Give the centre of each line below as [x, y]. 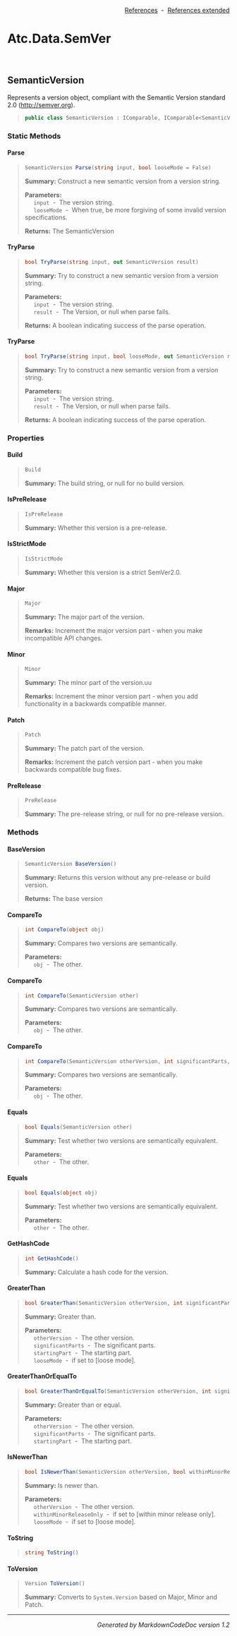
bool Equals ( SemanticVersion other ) [78, 1127]
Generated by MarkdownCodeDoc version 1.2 [163, 1625]
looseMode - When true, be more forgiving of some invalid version [130, 210]
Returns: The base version [63, 899]
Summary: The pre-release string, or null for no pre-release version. [124, 814]
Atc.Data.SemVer [59, 39]
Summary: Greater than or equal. [73, 1405]
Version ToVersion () [55, 1584]
